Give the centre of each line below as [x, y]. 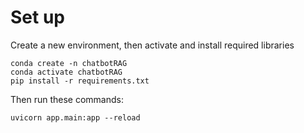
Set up [37, 17]
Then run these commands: [67, 99]
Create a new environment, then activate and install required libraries [152, 45]
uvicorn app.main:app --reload [75, 117]
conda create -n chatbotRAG [69, 63]
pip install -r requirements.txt [80, 81]
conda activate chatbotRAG [66, 72]
